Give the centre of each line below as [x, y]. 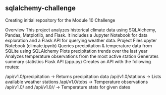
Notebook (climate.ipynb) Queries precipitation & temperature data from [79, 46]
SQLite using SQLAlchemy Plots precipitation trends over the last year [76, 51]
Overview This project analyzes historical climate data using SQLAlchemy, [81, 30]
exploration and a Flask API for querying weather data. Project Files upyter [81, 40]
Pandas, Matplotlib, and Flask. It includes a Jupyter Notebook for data [76, 35]
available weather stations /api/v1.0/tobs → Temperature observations [77, 82]
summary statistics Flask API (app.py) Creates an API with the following [78, 61]
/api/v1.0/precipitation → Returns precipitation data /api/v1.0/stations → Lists [83, 76]
